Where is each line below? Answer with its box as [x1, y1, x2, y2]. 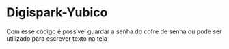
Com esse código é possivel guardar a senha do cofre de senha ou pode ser [6, 27, 222, 35]
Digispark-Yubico [6, 5, 108, 20]
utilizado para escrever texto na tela [6, 34, 107, 42]
